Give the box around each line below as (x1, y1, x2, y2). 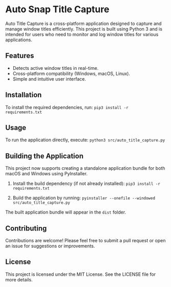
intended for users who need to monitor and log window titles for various (5, 31, 159, 37)
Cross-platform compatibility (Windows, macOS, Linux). (12, 70, 130, 76)
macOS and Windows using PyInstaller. (5, 171, 88, 177)
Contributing (5, 224, 47, 232)
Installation (5, 91, 42, 99)
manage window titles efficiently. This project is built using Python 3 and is (5, 25, 162, 32)
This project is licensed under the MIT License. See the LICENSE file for (5, 271, 156, 277)
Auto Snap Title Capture (5, 4, 110, 15)
